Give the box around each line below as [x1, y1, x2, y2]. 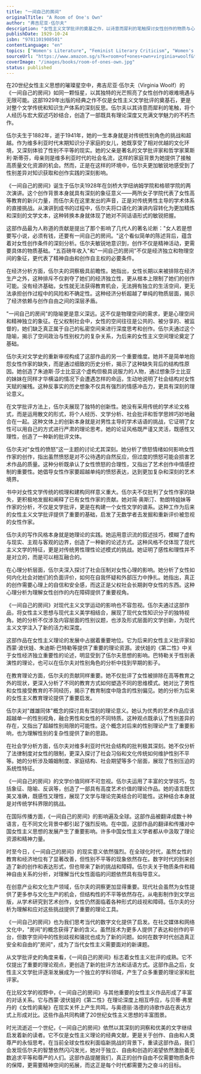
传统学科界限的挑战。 [16, 800, 69, 807]
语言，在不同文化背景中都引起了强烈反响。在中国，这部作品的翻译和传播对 [6, 820, 190, 828]
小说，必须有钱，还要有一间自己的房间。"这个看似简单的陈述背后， [16, 232, 182, 240]
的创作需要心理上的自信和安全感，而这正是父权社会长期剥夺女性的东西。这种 [6, 581, 195, 589]
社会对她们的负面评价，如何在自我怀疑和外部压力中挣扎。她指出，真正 [22, 574, 195, 581]
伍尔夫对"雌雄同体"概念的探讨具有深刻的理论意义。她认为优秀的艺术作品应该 [6, 707, 195, 714]
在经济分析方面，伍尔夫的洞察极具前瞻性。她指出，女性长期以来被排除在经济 [6, 267, 195, 274]
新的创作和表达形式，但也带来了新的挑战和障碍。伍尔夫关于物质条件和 [16, 863, 190, 870]
